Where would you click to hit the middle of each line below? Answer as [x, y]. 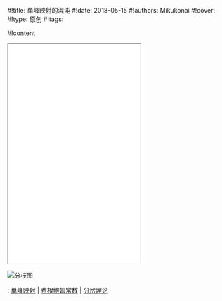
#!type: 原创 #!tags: [35, 19]
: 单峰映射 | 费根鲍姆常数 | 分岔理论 [58, 290]
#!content [21, 33]
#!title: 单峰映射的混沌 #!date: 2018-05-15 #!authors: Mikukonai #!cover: [111, 10]
